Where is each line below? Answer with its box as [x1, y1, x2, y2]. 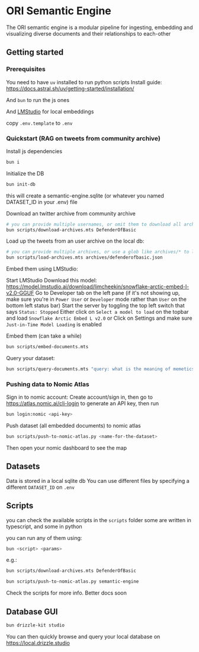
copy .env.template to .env [6, 119, 73, 126]
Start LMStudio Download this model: [6, 277, 97, 284]
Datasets [6, 462, 40, 472]
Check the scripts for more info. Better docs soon [6, 589, 127, 597]
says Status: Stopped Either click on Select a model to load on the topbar [6, 308, 189, 316]
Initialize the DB [6, 170, 44, 177]
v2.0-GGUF [6, 290, 34, 297]
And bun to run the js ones [6, 96, 70, 103]
